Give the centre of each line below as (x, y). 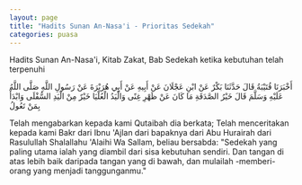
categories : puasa (44, 34)
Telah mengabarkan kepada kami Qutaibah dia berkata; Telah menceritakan (149, 123)
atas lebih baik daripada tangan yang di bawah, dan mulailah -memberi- (142, 162)
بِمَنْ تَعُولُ (25, 106)
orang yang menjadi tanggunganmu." (78, 171)
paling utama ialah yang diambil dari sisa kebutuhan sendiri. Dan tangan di (147, 152)
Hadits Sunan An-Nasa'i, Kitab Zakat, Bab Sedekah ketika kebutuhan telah (147, 60)
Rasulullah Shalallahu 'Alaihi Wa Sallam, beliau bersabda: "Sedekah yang (143, 142)
